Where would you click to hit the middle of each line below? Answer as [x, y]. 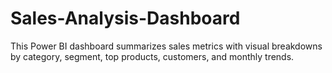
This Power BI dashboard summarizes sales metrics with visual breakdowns [166, 46]
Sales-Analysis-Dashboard [125, 18]
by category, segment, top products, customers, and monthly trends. [152, 56]
